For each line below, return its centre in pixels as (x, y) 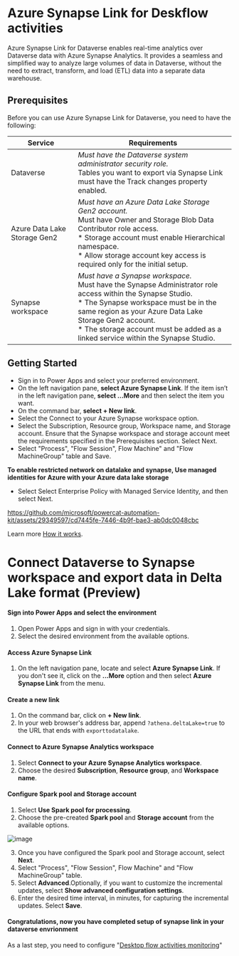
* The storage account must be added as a (150, 329)
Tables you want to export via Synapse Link (150, 172)
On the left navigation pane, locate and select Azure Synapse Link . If (119, 668)
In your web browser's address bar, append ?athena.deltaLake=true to (121, 723)
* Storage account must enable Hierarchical (152, 238)
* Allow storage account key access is (142, 255)
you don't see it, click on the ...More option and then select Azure (115, 676)
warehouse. (25, 78)
